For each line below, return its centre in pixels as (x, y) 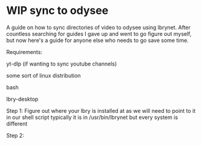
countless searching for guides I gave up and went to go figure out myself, (99, 33)
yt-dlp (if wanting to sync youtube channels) (62, 64)
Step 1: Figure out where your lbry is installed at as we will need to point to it (101, 110)
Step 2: (15, 135)
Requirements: (24, 52)
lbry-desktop (22, 99)
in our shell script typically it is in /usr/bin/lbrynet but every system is (92, 117)
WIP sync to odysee (57, 11)
